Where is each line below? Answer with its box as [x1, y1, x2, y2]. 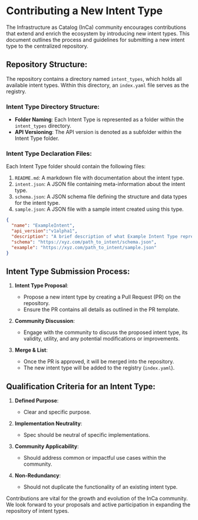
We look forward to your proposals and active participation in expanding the [6, 501, 191, 508]
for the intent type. [14, 200, 60, 207]
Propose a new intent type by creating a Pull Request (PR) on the [23, 293, 181, 300]
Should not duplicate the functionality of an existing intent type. [23, 483, 178, 490]
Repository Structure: [6, 60, 88, 70]
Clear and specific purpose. [23, 408, 91, 416]
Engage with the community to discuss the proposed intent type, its [23, 329, 188, 336]
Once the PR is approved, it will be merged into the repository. [23, 358, 174, 365]
